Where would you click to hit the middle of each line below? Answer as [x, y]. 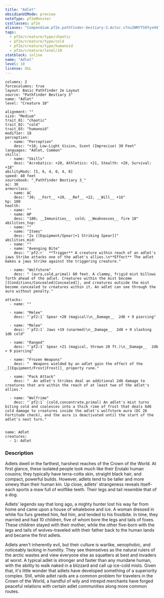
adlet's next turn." [26, 419]
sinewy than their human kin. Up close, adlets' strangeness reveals [72, 484]
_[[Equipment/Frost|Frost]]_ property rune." [52, 368]
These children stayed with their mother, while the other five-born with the [80, 525]
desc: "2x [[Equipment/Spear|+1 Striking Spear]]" [66, 236]
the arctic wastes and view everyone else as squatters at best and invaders [81, 555]
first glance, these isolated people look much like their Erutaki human [74, 469]
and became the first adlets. [33, 536]
